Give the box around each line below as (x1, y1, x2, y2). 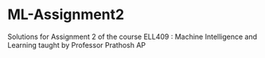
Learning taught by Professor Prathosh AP (7, 40, 146, 49)
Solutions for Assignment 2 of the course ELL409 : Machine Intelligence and (7, 32, 258, 41)
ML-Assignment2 (7, 6, 125, 24)
